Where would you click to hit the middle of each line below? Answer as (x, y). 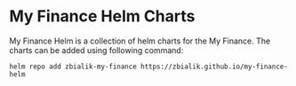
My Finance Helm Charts (102, 16)
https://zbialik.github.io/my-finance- (215, 66)
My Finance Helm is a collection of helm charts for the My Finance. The (140, 41)
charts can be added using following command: (96, 50)
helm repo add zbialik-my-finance (73, 66)
